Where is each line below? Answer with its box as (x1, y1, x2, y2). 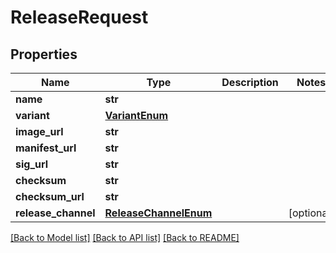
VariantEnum (104, 109, 169, 122)
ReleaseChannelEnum (104, 206, 213, 220)
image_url (15, 125, 64, 138)
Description (221, 76, 279, 89)
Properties (10, 46, 78, 63)
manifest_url (15, 141, 77, 155)
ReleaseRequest (10, 6, 149, 29)
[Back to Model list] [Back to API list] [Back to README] (10, 232, 240, 243)
